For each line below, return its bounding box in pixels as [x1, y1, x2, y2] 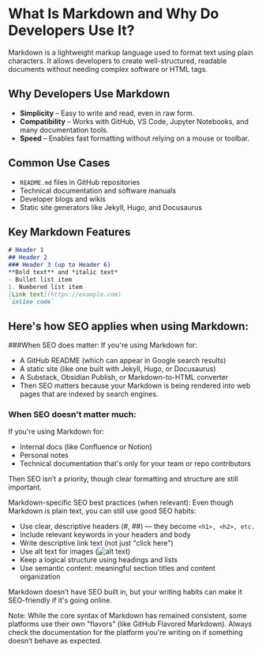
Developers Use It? [8, 21, 135, 39]
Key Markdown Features [8, 225, 131, 238]
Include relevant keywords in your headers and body [19, 530, 191, 539]
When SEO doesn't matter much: [8, 409, 137, 420]
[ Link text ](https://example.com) [8, 290, 122, 298]
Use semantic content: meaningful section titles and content [19, 564, 215, 573]
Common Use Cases [8, 156, 110, 170]
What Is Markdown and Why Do [8, 5, 219, 23]
